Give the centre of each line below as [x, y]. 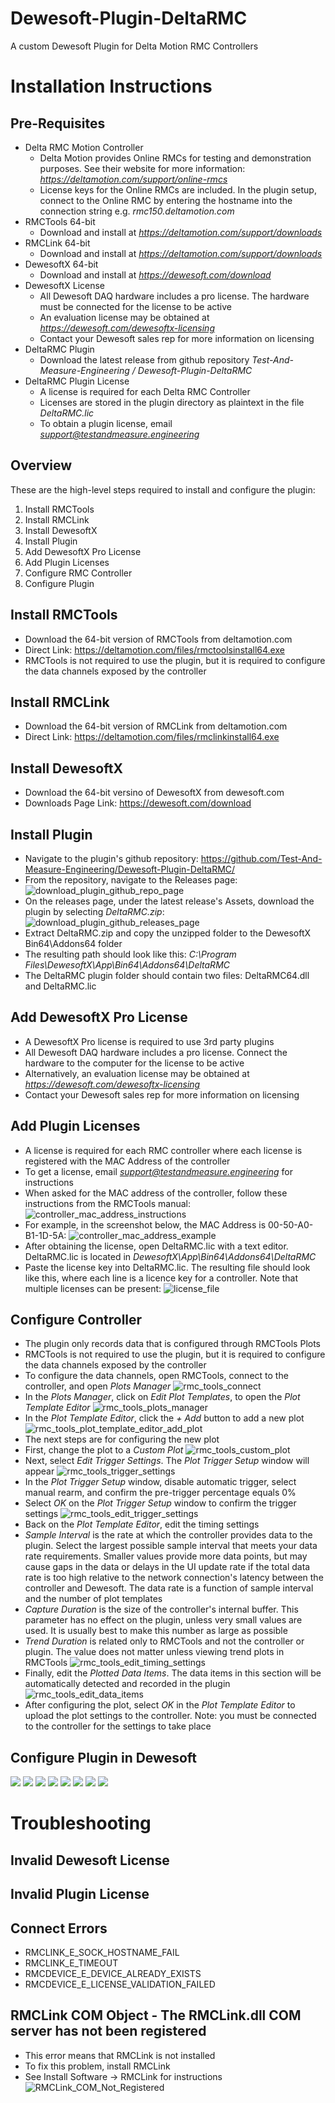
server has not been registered [108, 2031]
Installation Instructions [111, 86]
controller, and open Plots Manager [98, 1386]
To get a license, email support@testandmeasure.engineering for [158, 1171]
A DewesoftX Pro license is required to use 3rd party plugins [149, 1041]
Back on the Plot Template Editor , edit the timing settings [142, 1524]
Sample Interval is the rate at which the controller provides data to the [168, 1535]
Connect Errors [59, 1928]
